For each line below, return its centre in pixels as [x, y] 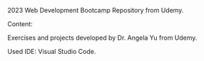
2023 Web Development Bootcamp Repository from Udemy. [96, 10]
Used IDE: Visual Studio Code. [52, 51]
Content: [20, 24]
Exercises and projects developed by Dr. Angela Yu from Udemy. [102, 38]
